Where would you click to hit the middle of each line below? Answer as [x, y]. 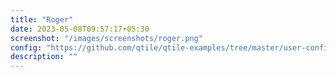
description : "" [44, 57]
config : [26, 47]
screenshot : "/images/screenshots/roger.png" [106, 38]
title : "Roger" [42, 19]
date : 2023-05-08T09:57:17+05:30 [80, 29]
